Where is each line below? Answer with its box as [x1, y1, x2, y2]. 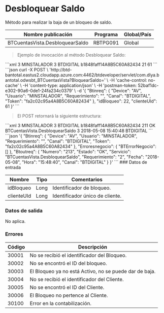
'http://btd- [49, 67, 72, 72]
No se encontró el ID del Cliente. [30, 284, 104, 291]
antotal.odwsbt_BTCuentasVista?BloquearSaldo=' [5, 77, 106, 83]
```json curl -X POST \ [5, 67, 49, 72]
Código [7, 243, 25, 250]
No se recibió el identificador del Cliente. [30, 276, 124, 282]
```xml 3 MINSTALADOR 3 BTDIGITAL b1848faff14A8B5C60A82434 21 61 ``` [5, 61, 158, 67]
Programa [94, 31, 118, 37]
